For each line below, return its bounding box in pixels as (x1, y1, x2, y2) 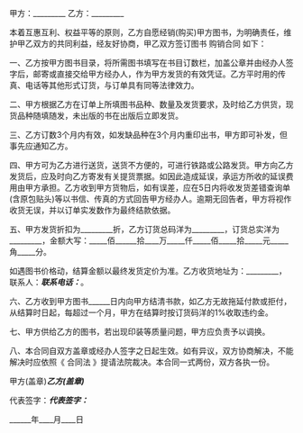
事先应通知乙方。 (9, 140, 73, 151)
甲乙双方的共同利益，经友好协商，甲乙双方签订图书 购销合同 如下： (16, 39, 267, 49)
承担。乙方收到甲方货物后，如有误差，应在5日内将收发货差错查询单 (40, 183, 291, 193)
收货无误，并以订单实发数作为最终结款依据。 (9, 205, 176, 215)
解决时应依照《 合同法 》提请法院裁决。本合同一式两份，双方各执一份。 (9, 356, 275, 367)
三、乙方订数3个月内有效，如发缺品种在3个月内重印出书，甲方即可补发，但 (9, 130, 289, 140)
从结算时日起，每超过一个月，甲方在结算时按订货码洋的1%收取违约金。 (9, 307, 273, 318)
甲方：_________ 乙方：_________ (9, 8, 124, 18)
